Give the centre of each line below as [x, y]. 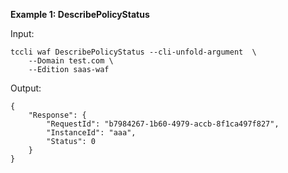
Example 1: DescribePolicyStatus [80, 14]
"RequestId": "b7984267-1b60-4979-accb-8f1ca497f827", [163, 124]
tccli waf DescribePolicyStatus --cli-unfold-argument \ [133, 52]
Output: [26, 88]
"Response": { [57, 115]
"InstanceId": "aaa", [91, 133]
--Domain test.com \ [71, 61]
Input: [22, 33]
